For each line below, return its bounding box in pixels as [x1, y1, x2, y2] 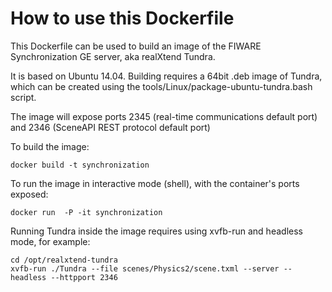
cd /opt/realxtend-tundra [10, 255, 118, 265]
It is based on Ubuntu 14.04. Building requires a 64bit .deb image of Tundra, [10, 70, 323, 82]
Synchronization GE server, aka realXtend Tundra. [10, 50, 216, 62]
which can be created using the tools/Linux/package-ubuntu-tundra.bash [10, 80, 313, 92]
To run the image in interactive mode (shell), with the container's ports [10, 177, 300, 189]
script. [10, 91, 37, 103]
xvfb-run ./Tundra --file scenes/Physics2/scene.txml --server [10, 263, 280, 274]
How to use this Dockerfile [10, 7, 235, 30]
